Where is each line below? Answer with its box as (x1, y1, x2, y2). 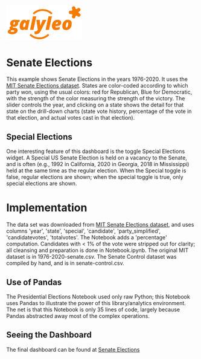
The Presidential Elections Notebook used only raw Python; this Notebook (6, 293, 190, 300)
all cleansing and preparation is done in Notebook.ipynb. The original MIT (6, 247, 189, 254)
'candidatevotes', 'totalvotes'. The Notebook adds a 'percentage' (6, 234, 167, 241)
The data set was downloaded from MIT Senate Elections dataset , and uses (6, 221, 194, 228)
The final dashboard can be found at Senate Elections (6, 346, 140, 353)
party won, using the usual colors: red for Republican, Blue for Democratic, (6, 88, 193, 95)
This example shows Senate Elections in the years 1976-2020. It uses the (6, 76, 188, 83)
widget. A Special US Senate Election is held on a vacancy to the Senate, (6, 154, 187, 161)
